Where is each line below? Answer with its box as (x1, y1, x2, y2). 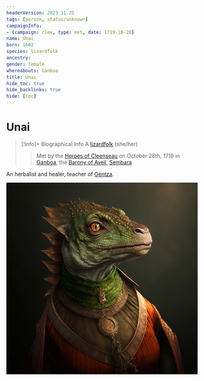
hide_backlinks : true (6, 87, 61, 93)
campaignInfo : (6, 23, 42, 29)
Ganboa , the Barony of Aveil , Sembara (36, 158, 132, 166)
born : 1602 (6, 42, 34, 48)
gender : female (6, 61, 45, 67)
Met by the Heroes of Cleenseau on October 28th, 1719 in (36, 152, 180, 159)
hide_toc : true (6, 80, 45, 86)
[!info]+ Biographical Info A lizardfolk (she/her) (21, 140, 138, 147)
